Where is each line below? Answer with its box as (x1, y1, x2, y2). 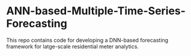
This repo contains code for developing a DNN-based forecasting (6, 36, 169, 43)
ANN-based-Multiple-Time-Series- (6, 4, 186, 18)
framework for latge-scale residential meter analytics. (6, 43, 139, 50)
